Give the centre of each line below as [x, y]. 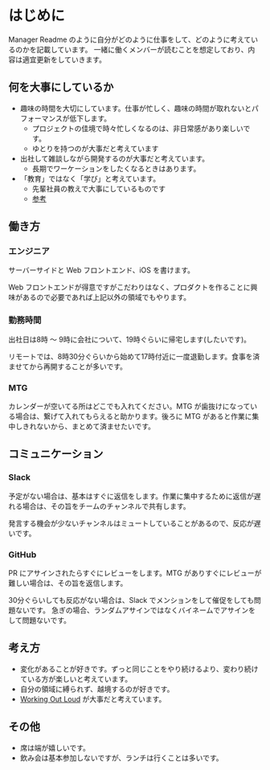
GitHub [22, 555]
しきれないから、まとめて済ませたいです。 [85, 427]
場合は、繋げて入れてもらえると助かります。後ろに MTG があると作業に [133, 416]
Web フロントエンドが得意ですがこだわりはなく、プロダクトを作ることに [129, 287]
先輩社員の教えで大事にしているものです [99, 188]
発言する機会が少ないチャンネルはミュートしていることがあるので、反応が [131, 523]
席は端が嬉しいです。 [55, 747]
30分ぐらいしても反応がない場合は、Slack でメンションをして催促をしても [131, 600]
